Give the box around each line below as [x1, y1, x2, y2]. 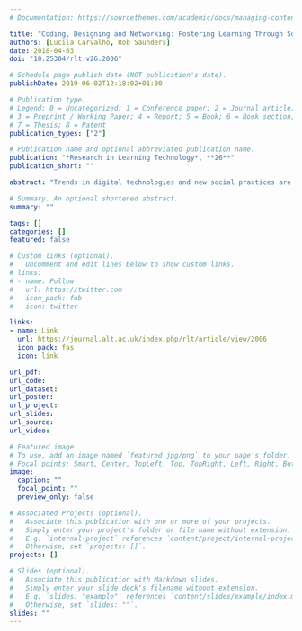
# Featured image [9, 442, 75, 451]
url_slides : [9, 410, 54, 419]
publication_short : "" [9, 162, 94, 171]
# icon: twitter [9, 302, 78, 311]
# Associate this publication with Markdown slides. [9, 575, 219, 584]
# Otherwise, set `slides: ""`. [9, 600, 139, 609]
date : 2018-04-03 [9, 46, 75, 55]
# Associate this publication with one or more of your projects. [9, 517, 271, 526]
